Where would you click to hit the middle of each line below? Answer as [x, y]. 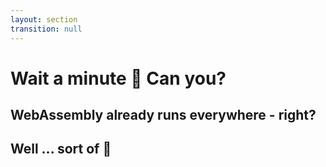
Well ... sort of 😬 [61, 149]
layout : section [44, 19]
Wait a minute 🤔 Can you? [118, 78]
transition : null [46, 29]
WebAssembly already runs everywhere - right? [163, 115]
